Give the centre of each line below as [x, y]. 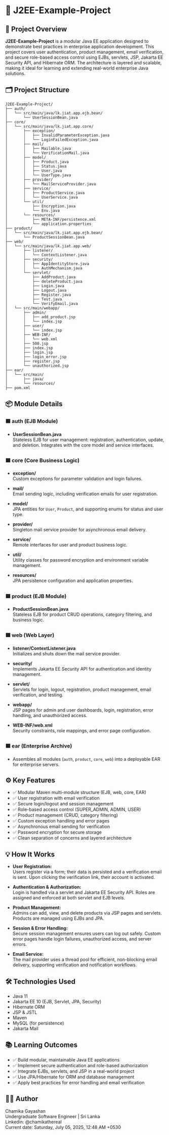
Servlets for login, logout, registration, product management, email [82, 689]
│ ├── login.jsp [29, 352]
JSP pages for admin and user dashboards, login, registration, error [83, 710]
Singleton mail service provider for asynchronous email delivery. [79, 530]
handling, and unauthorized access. [50, 715]
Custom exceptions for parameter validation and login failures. [77, 479]
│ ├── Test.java [34, 299]
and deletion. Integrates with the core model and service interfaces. [83, 445]
